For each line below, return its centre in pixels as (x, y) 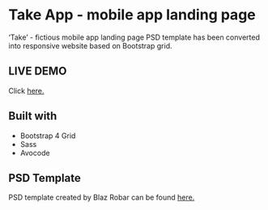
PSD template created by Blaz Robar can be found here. (102, 197)
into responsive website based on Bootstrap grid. (90, 45)
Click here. (26, 90)
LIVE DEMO (38, 71)
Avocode (35, 153)
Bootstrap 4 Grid (48, 136)
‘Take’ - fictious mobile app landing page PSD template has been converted (134, 37)
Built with (33, 116)
